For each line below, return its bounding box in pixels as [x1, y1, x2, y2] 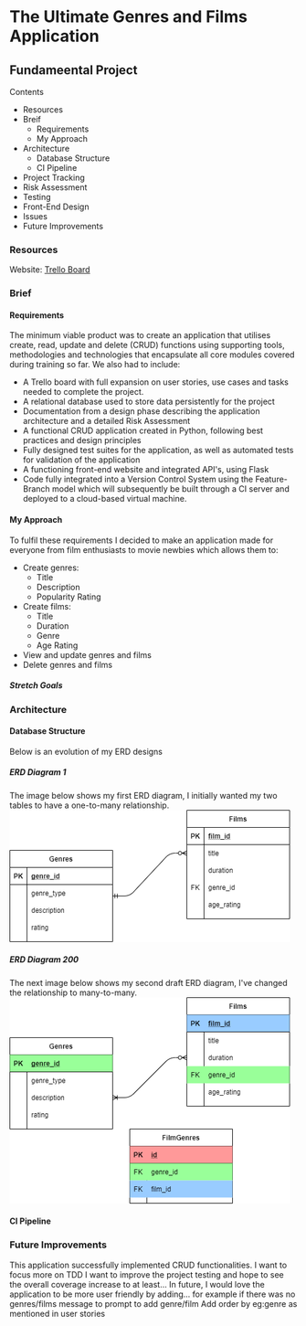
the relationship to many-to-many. [9, 987, 138, 998]
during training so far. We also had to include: [9, 359, 181, 370]
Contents [9, 87, 44, 97]
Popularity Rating [36, 591, 102, 602]
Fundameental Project [9, 62, 138, 78]
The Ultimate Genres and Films [9, 6, 248, 27]
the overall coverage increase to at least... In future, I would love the [9, 1278, 265, 1289]
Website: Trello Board [9, 264, 90, 275]
